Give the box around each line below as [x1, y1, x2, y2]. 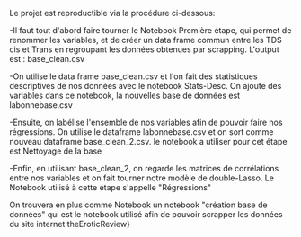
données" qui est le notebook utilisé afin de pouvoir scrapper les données [9, 209, 283, 219]
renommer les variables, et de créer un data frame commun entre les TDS [9, 35, 282, 45]
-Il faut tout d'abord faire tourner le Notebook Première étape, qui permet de [9, 25, 292, 35]
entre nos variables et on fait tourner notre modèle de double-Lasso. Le [9, 172, 274, 183]
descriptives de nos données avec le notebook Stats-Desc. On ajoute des [9, 81, 282, 91]
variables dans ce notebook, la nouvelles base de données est [9, 90, 241, 101]
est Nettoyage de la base [9, 145, 102, 156]
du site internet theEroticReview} [9, 219, 130, 229]
